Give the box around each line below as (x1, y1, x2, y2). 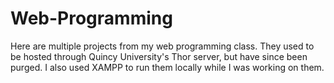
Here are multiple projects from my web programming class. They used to (10, 40, 315, 52)
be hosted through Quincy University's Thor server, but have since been (10, 50, 308, 62)
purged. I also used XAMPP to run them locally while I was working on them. (10, 61, 325, 73)
